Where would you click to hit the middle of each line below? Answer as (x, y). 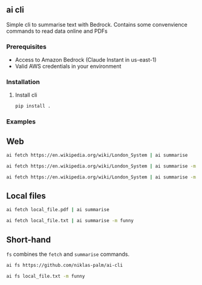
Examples (21, 122)
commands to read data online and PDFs (57, 31)
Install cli (26, 95)
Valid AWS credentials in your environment (68, 67)
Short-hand (29, 239)
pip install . (33, 106)
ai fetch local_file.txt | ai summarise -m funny (70, 221)
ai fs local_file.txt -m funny (46, 276)
